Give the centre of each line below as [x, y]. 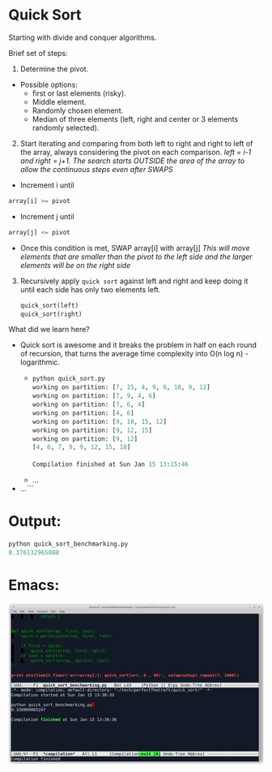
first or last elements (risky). [79, 93]
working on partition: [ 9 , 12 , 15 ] [92, 430]
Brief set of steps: [38, 53]
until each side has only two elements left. [90, 289]
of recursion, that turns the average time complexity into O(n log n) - [134, 354]
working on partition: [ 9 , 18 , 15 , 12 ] [100, 421]
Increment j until [47, 216]
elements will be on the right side [75, 265]
